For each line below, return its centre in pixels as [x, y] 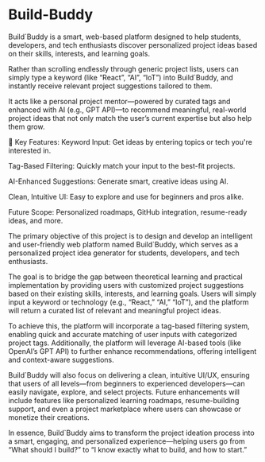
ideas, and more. [36, 220]
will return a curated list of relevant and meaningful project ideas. [115, 310]
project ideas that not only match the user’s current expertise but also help [130, 118]
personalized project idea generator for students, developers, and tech [124, 253]
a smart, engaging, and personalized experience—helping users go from [127, 441]
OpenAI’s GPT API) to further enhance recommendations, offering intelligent [132, 351]
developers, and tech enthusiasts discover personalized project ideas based [133, 45]
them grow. [27, 126]
